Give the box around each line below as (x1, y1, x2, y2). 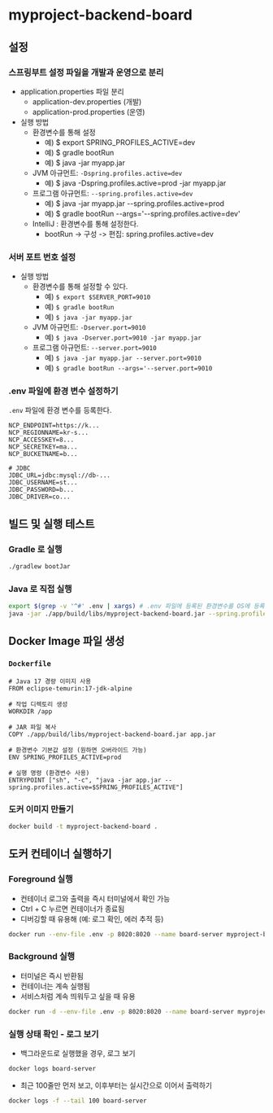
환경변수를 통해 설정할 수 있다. (32, 282, 128, 291)
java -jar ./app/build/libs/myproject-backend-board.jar (8, 610, 206, 618)
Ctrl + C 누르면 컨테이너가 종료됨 (19, 904, 125, 914)
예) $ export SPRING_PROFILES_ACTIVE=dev (44, 137, 196, 147)
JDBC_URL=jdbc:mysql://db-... (8, 471, 111, 480)
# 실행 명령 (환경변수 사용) (8, 769, 90, 777)
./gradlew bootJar (8, 563, 71, 571)
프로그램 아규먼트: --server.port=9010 (32, 343, 157, 353)
